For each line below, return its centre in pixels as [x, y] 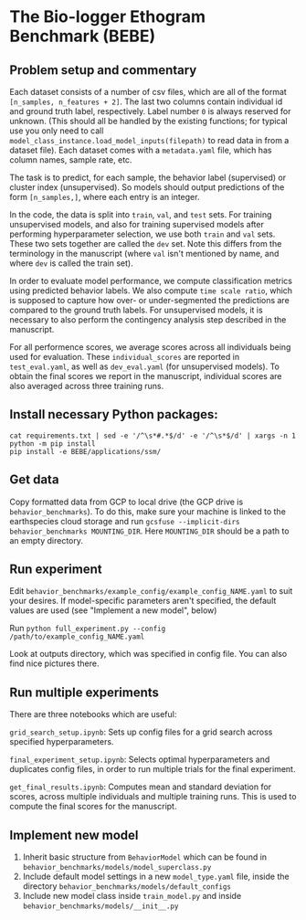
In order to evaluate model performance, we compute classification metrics [151, 281]
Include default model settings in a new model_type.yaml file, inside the [156, 877]
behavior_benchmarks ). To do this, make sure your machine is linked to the [148, 511]
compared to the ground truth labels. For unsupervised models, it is [136, 310]
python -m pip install [53, 444]
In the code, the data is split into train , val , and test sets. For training [141, 215]
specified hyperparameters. [62, 742]
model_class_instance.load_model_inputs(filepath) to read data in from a [149, 140]
